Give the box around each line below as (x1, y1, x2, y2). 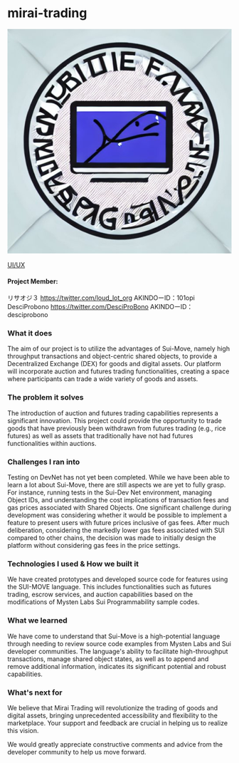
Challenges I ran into (7, 457, 80, 467)
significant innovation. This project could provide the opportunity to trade (7, 416, 222, 425)
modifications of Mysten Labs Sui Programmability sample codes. (7, 598, 200, 606)
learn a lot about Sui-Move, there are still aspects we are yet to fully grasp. (7, 481, 226, 489)
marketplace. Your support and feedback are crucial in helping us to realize (7, 718, 228, 727)
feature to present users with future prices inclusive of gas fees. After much (7, 519, 230, 527)
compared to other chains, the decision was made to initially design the (7, 534, 217, 542)
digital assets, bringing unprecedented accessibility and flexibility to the (7, 711, 218, 720)
